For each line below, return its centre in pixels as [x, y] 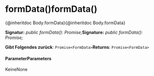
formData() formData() [51, 9]
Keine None [17, 70]
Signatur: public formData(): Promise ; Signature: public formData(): [74, 32]
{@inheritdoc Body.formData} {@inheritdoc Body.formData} [65, 23]
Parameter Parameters [28, 58]
